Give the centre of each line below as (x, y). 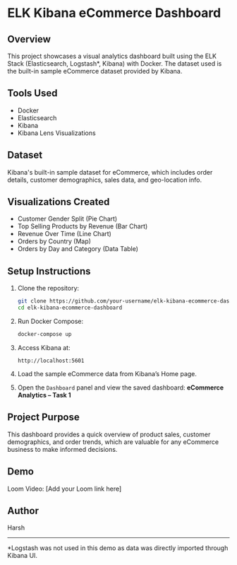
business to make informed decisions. (62, 449)
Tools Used (32, 93)
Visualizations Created (59, 202)
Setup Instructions (49, 271)
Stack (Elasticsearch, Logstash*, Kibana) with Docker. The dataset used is (115, 64)
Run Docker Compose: (50, 321)
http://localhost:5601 (51, 361)
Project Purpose (43, 418)
